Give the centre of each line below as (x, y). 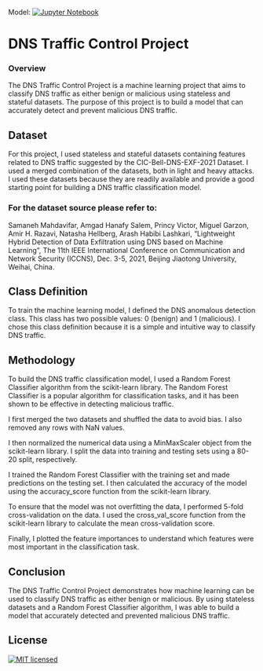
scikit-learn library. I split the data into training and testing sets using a (122, 451)
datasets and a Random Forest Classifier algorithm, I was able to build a (124, 607)
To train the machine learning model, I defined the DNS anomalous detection (132, 310)
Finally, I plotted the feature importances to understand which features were (131, 539)
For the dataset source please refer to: (83, 208)
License (28, 640)
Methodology (42, 360)
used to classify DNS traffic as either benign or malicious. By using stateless (131, 599)
